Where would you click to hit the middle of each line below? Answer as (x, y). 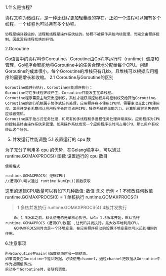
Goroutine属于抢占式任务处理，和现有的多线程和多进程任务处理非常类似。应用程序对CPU (83, 119)
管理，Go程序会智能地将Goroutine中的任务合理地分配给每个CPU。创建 (77, 65)
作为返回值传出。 (20, 264)
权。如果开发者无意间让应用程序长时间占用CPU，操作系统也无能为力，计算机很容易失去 (80, 109)
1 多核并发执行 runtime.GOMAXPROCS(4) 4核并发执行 (72, 207)
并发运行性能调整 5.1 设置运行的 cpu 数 (51, 139)
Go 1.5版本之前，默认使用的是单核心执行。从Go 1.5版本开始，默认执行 (77, 218)
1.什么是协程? (19, 7)
